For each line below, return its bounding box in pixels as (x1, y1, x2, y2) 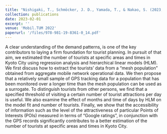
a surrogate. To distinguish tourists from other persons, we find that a (5, 86, 148, 92)
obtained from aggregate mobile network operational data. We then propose (5, 70, 162, 76)
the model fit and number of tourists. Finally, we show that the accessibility (5, 102, 159, 108)
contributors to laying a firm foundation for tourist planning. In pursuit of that (5, 49, 162, 55)
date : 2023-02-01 (5, 16, 41, 21)
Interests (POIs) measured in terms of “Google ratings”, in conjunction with (5, 113, 158, 118)
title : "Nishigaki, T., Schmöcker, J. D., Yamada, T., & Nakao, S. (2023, (5, 7, 164, 12)
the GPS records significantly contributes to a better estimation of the (5, 118, 148, 124)
